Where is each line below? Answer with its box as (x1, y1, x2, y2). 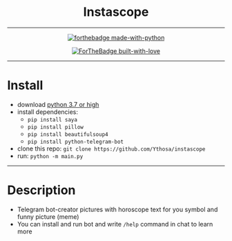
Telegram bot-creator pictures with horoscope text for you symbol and (17, 205, 218, 213)
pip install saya (27, 116, 78, 123)
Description (7, 182, 76, 198)
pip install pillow (27, 124, 84, 131)
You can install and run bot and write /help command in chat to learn (17, 220, 213, 228)
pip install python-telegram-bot (27, 138, 124, 145)
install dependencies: (17, 108, 78, 116)
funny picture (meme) (17, 212, 79, 221)
